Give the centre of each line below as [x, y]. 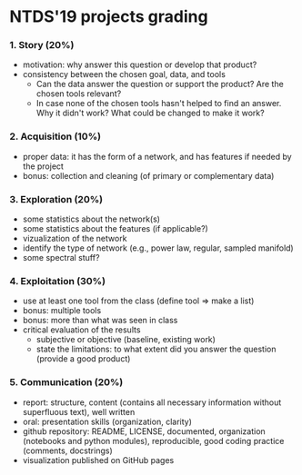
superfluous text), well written [79, 411]
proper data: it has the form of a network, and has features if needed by [157, 156]
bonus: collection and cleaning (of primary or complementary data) [148, 175]
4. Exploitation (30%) [58, 281]
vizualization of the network [75, 239]
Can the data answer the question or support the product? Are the [160, 84]
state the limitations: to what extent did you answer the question [156, 349]
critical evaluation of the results [81, 330]
